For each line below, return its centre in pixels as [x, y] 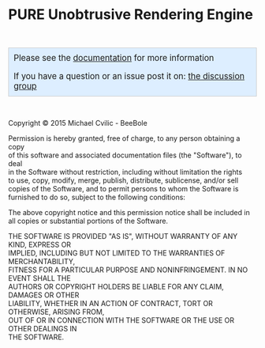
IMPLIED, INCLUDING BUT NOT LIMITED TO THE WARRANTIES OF [117, 253]
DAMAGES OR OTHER [44, 295]
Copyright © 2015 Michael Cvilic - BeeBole [78, 123]
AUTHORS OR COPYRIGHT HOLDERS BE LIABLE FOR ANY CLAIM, [116, 286]
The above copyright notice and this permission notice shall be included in [129, 212]
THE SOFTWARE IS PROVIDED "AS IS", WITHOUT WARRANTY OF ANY [123, 236]
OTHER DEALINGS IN [43, 328]
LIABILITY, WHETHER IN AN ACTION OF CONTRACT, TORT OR [110, 303]
